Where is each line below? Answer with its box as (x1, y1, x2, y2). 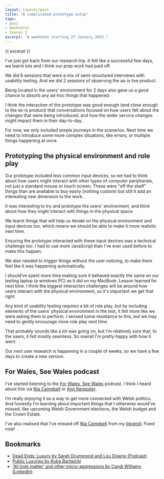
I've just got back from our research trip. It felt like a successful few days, (5, 58, 154, 63)
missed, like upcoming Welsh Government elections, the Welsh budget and (5, 406, 156, 412)
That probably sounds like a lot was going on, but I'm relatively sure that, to (5, 328, 157, 334)
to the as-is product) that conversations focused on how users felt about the (5, 107, 159, 113)
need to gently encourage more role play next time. (5, 318, 109, 325)
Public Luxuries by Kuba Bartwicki (12, 458, 81, 464)
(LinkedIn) (12, 469, 33, 475)
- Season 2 (5, 30, 27, 35)
